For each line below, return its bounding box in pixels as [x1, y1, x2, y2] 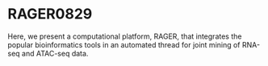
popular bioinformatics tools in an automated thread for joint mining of [7, 39, 241, 49]
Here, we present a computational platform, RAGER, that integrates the [7, 31, 242, 41]
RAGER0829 [7, 5, 93, 23]
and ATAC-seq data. [22, 48, 89, 58]
